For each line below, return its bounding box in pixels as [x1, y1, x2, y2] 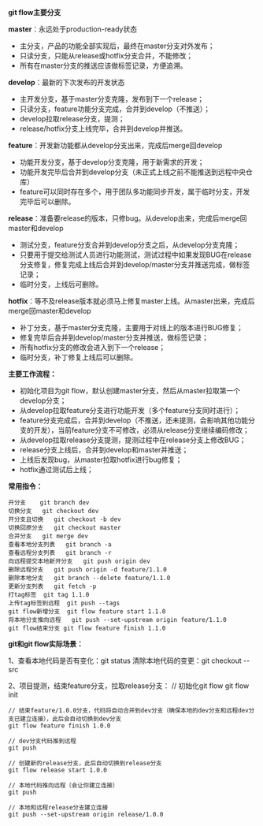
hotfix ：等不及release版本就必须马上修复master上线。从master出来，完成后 [8, 296, 255, 306]
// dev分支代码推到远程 [8, 737, 77, 745]
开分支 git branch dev [8, 499, 90, 507]
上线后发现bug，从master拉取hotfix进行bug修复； [19, 455, 183, 464]
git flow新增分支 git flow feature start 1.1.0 [8, 608, 166, 616]
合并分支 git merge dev [8, 532, 89, 540]
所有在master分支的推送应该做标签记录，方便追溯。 [19, 61, 187, 70]
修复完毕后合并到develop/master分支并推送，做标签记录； [19, 333, 209, 342]
